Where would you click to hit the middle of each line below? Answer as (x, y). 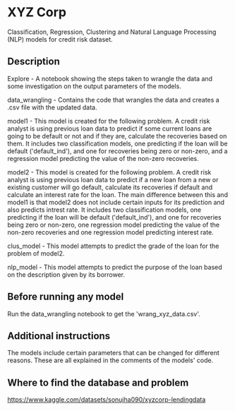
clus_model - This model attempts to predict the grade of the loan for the (113, 246)
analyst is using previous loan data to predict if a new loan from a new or (113, 179)
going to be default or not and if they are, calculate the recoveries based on (117, 136)
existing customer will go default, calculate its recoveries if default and (110, 187)
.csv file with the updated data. (52, 107)
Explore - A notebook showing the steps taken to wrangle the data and (110, 78)
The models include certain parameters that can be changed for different (114, 353)
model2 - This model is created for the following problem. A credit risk (109, 172)
